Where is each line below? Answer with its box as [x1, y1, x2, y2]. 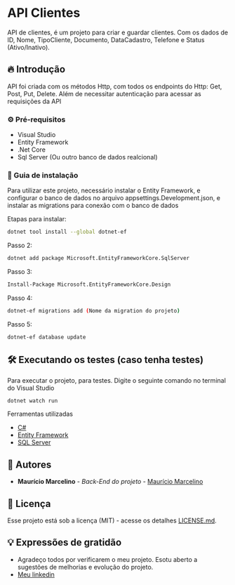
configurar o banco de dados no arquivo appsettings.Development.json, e [7, 194, 221, 202]
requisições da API [7, 97, 62, 105]
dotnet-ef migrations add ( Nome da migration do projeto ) [7, 307, 180, 314]
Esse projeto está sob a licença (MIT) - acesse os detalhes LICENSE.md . [7, 516, 217, 525]
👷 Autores [7, 459, 52, 471]
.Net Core [17, 145, 46, 154]
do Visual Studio [7, 383, 55, 392]
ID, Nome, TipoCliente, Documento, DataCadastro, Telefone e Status [7, 35, 205, 44]
